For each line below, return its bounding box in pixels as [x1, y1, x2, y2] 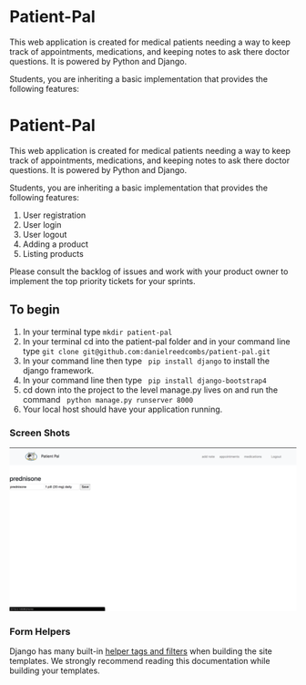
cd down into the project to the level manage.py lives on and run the [22, 384, 279, 395]
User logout [22, 229, 67, 240]
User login [22, 219, 62, 230]
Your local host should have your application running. [22, 404, 223, 414]
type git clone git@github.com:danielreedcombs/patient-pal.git [22, 345, 271, 356]
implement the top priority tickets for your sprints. [9, 275, 196, 286]
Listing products [22, 248, 84, 259]
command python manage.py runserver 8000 [22, 394, 194, 404]
